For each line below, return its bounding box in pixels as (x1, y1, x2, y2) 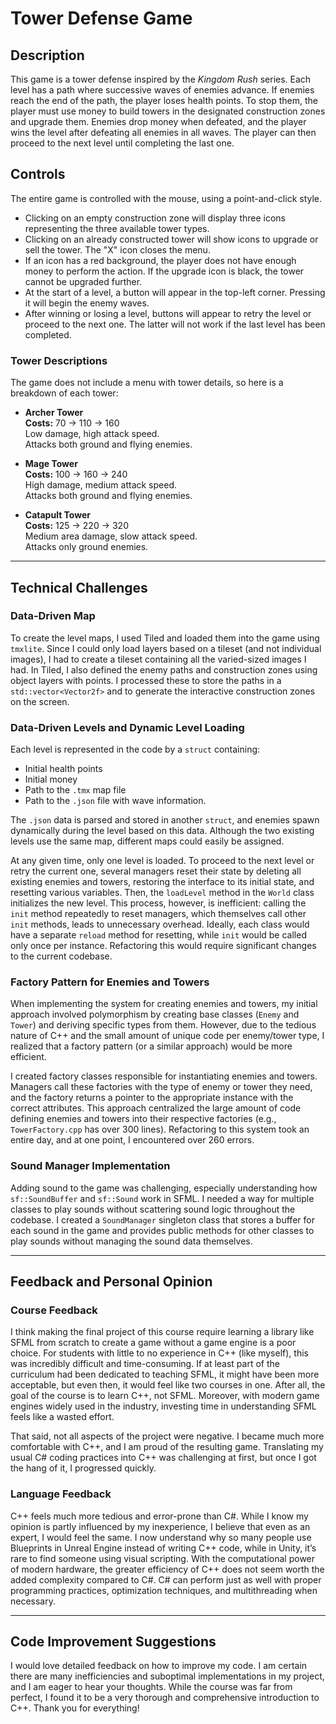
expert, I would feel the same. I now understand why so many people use (10, 1531, 312, 1543)
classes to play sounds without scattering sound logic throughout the (10, 1203, 296, 1215)
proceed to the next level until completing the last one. (10, 137, 235, 149)
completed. (24, 328, 72, 341)
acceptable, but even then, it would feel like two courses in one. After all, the (10, 1379, 326, 1391)
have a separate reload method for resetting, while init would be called (10, 929, 307, 941)
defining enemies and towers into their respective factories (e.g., (10, 1113, 277, 1125)
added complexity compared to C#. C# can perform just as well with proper (10, 1573, 322, 1586)
